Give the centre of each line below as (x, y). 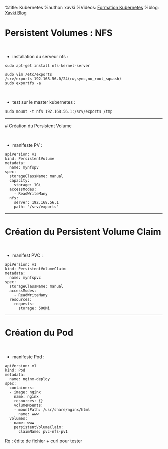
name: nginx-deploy (30, 379)
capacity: (20, 180)
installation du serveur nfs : (40, 56)
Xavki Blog (16, 13)
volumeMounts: (29, 405)
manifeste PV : (27, 145)
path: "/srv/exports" (36, 207)
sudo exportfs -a (23, 83)
